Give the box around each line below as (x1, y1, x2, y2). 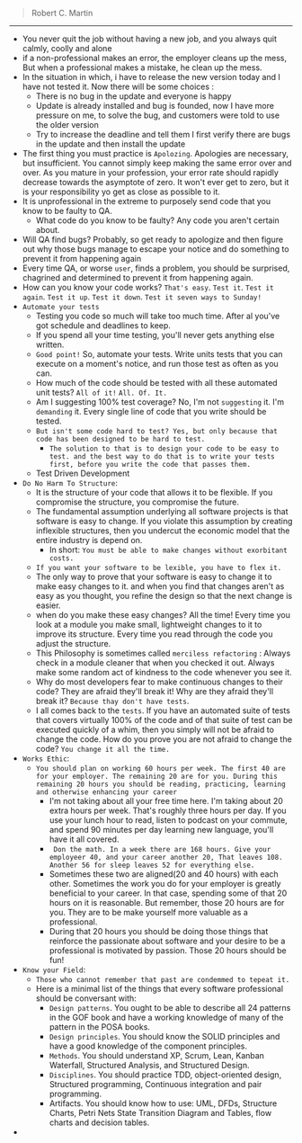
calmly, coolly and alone (22, 43, 112, 53)
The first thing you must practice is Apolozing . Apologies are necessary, (22, 148, 289, 158)
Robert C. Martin (31, 8, 93, 18)
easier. (35, 600, 61, 611)
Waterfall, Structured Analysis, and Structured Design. (49, 1060, 250, 1070)
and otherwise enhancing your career (35, 788, 178, 797)
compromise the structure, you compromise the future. (35, 496, 240, 507)
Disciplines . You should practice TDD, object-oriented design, (49, 1069, 282, 1080)
